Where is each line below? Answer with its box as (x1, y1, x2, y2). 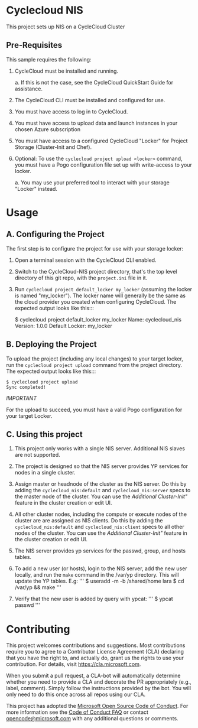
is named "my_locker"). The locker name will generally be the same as (14, 292, 186, 299)
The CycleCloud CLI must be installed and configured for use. (14, 96, 165, 103)
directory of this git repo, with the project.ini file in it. (14, 274, 148, 281)
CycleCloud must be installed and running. (14, 67, 119, 74)
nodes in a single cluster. (14, 469, 76, 476)
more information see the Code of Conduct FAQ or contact (6, 708, 149, 716)
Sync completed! (6, 384, 46, 390)
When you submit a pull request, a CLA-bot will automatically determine (6, 672, 181, 680)
